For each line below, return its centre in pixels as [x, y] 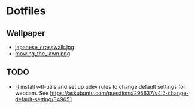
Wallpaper [26, 33]
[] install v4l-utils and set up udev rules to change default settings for [100, 86]
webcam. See [32, 93]
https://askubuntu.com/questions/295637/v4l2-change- [119, 93]
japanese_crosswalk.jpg [45, 47]
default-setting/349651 [43, 99]
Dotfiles [26, 11]
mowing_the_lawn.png [42, 54]
